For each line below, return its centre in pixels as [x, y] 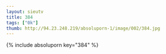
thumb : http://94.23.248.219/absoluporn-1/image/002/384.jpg [83, 28]
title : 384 [20, 17]
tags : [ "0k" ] [22, 23]
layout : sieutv [25, 12]
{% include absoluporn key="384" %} [52, 45]
